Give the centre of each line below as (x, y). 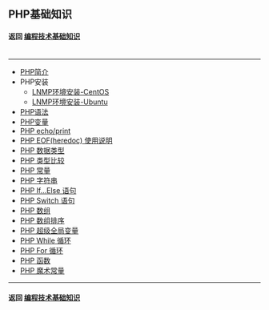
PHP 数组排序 (42, 220)
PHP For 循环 (42, 250)
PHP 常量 (35, 170)
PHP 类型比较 (42, 160)
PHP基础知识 (40, 14)
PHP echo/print (45, 131)
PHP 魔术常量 (42, 270)
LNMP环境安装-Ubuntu (70, 102)
